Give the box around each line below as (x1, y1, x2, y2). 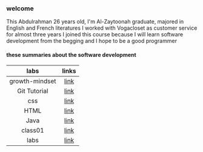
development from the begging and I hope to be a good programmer (6, 38, 178, 45)
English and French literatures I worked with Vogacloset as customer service (6, 24, 198, 31)
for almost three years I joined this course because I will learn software (6, 31, 184, 38)
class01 (21, 126, 44, 134)
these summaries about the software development (6, 51, 136, 58)
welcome (6, 4, 35, 13)
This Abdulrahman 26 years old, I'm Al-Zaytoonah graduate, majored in (6, 18, 184, 25)
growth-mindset (9, 77, 56, 85)
